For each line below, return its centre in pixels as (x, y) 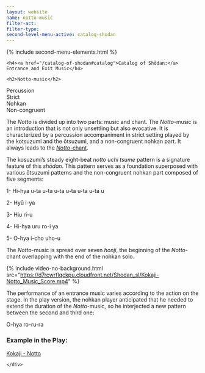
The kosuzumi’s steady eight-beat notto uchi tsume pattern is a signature (98, 160)
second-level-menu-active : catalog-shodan (61, 35)
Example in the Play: (37, 341)
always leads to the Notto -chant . (47, 148)
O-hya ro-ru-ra (25, 325)
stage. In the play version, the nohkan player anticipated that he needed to (100, 300)
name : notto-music (30, 18)
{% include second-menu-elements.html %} (62, 52)
